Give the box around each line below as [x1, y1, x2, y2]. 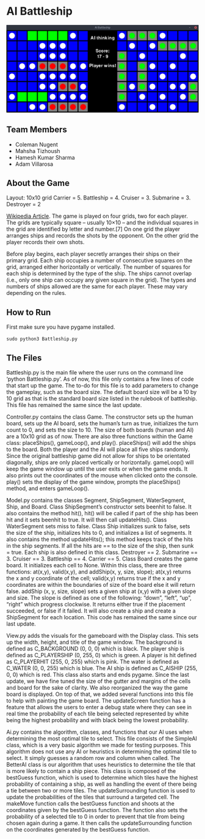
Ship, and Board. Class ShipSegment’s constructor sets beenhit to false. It [6, 503, 192, 510]
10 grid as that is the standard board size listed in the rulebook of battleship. [6, 395, 197, 402]
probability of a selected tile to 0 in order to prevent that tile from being [6, 813, 185, 821]
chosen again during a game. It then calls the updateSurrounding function [6, 819, 192, 827]
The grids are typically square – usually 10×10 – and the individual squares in [6, 219, 199, 226]
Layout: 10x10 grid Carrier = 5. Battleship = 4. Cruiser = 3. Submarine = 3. [6, 194, 191, 201]
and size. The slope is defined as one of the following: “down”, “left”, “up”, [6, 594, 192, 602]
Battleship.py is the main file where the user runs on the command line [6, 369, 184, 376]
